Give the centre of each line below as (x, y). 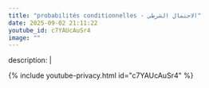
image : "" (25, 38)
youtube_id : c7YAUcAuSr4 (49, 30)
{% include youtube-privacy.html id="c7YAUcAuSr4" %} (101, 75)
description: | (30, 60)
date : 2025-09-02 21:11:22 (53, 23)
